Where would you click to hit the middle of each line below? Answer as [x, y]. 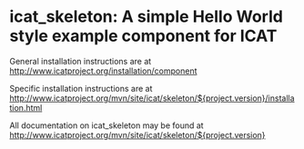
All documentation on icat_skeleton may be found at [106, 125]
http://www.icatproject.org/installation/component [103, 71]
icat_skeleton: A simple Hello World [147, 17]
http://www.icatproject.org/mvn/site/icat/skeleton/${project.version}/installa [152, 98]
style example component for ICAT [143, 36]
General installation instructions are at [81, 61]
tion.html [26, 107]
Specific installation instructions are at [81, 88]
